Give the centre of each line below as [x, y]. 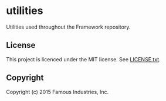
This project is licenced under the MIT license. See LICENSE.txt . [83, 59]
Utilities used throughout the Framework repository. [68, 27]
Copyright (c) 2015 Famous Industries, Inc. [57, 92]
